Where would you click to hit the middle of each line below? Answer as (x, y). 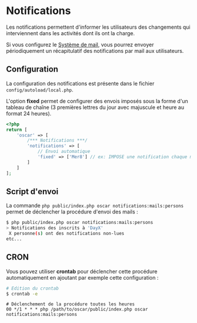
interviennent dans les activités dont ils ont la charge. (70, 33)
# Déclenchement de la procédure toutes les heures (70, 304)
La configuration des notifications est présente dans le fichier (80, 83)
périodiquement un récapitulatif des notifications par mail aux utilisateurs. (95, 50)
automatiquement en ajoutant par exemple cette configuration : (82, 277)
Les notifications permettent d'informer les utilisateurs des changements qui (98, 27)
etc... (14, 239)
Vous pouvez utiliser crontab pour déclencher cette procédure (82, 271)
